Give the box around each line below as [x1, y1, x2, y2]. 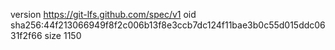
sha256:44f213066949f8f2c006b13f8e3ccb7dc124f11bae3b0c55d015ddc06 [10, 19, 326, 31]
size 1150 [44, 30, 82, 41]
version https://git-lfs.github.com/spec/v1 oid [10, 9, 197, 20]
